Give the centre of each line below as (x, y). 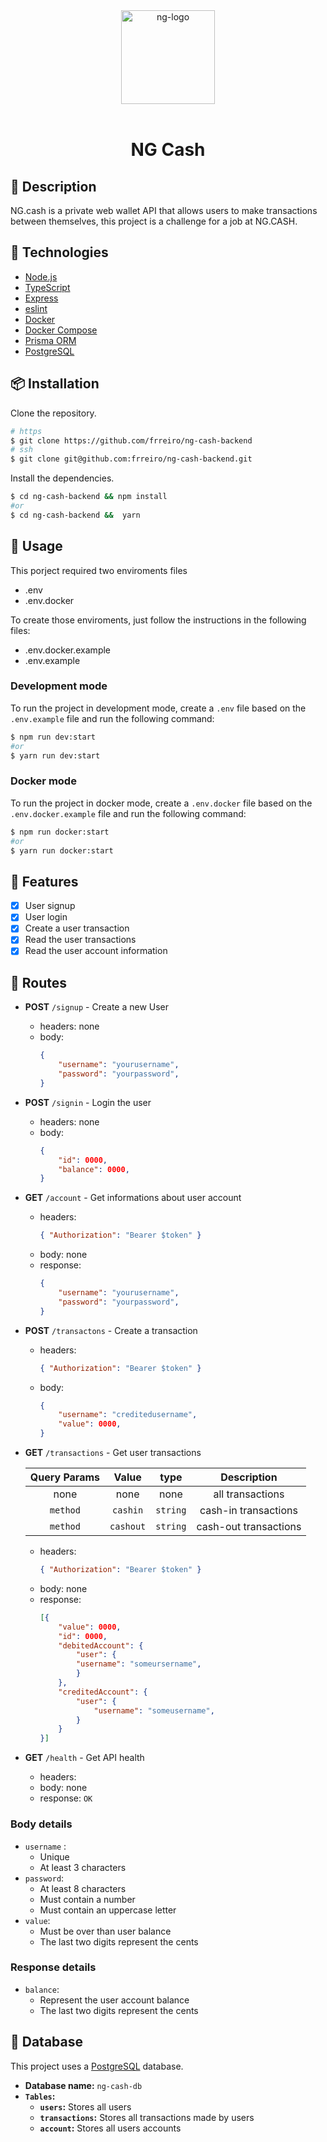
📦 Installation (55, 384)
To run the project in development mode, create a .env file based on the (158, 708)
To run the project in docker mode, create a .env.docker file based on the (161, 803)
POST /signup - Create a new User (97, 1007)
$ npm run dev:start (53, 737)
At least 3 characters (83, 1867)
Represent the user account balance (114, 2000)
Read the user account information (96, 951)
